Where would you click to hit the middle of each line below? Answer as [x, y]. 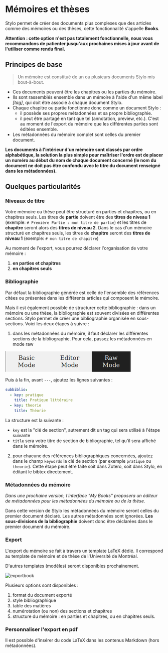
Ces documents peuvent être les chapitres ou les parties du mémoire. [85, 92]
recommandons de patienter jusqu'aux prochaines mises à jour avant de [82, 43]
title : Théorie [30, 411]
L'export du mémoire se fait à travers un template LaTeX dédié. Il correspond [84, 551]
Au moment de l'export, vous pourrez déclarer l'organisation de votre [76, 248]
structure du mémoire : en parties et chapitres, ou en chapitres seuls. [84, 616]
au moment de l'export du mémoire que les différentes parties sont [89, 123]
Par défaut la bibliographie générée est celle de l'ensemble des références [82, 293]
